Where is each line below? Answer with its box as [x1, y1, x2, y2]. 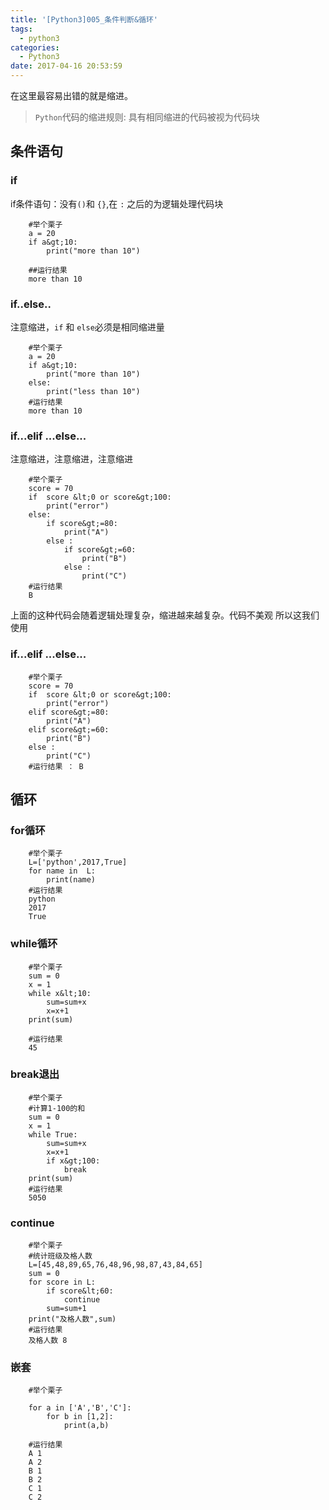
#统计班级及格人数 [28, 1251, 93, 1261]
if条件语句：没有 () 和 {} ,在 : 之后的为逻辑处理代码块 [10, 197, 224, 210]
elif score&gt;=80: [28, 707, 110, 717]
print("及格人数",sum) [28, 1314, 117, 1325]
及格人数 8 [28, 1336, 68, 1346]
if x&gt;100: [46, 1156, 101, 1166]
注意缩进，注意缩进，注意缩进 [10, 453, 133, 465]
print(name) [46, 875, 97, 885]
